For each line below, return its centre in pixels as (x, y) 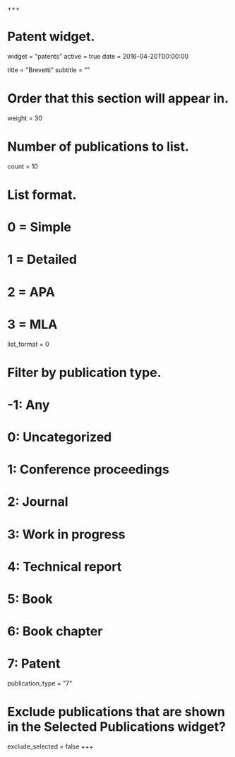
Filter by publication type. (84, 372)
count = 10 (23, 166)
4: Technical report (65, 566)
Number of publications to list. (98, 147)
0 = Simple (40, 227)
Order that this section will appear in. (118, 99)
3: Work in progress (66, 534)
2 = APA (31, 292)
